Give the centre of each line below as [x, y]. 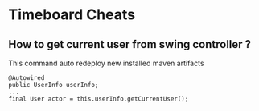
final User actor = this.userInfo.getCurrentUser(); [99, 99]
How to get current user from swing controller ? [130, 44]
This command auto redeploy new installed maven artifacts [106, 63]
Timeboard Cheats [72, 15]
